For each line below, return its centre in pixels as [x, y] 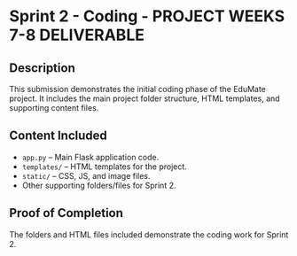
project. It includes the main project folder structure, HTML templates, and [145, 98]
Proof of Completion [66, 213]
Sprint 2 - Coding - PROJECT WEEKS [147, 16]
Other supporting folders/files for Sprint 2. [99, 185]
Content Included [59, 136]
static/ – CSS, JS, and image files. [86, 175]
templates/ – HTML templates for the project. [105, 167]
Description [42, 68]
